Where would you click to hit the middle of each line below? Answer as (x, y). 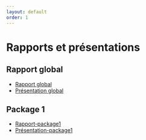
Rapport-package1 (38, 124)
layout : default (27, 12)
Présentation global (39, 91)
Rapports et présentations (73, 47)
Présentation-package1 (44, 130)
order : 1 (17, 17)
